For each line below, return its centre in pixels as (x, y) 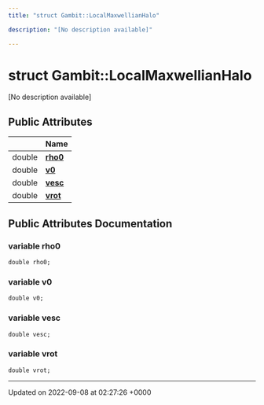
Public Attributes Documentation (90, 224)
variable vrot (33, 354)
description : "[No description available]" (81, 29)
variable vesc (35, 318)
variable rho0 (35, 246)
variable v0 (30, 282)
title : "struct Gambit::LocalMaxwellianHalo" (84, 15)
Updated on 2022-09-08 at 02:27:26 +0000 (80, 392)
